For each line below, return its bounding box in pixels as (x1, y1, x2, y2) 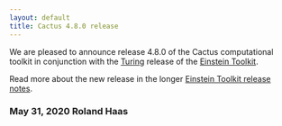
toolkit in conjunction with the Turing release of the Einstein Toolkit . (9, 56, 259, 67)
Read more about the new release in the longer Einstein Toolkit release (9, 73, 271, 84)
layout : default (9, 13, 70, 22)
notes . (9, 83, 33, 94)
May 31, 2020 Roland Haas (9, 105, 129, 118)
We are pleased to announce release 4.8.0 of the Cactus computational (9, 46, 274, 57)
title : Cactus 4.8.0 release (9, 22, 119, 31)
